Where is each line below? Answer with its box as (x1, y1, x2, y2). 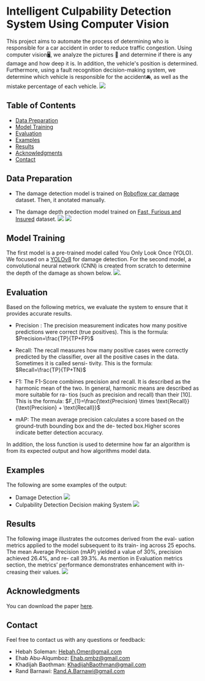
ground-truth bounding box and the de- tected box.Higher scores (15, 422, 181, 430)
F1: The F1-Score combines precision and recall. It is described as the (15, 378, 191, 385)
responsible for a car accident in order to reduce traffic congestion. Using (6, 44, 193, 51)
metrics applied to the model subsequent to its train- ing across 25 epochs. (6, 541, 196, 549)
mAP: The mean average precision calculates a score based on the (15, 416, 185, 423)
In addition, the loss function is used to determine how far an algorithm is (6, 441, 191, 448)
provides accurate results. (6, 310, 72, 318)
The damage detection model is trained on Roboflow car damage (15, 190, 179, 197)
